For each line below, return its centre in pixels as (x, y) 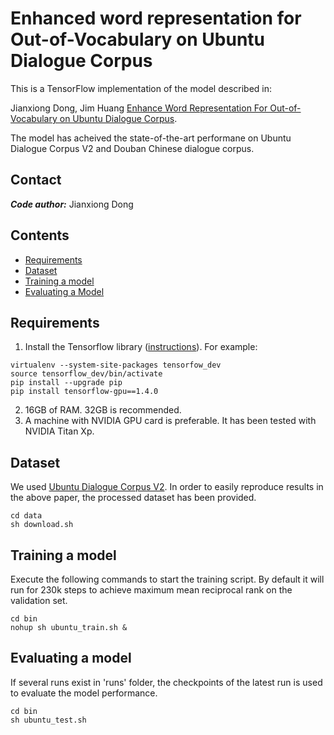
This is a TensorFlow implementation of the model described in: (141, 88)
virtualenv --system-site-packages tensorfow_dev (116, 365)
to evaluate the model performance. (84, 693)
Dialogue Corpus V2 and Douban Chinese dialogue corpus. (132, 148)
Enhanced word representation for (156, 18)
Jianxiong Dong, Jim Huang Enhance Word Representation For (139, 108)
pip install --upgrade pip (66, 383)
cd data (26, 516)
